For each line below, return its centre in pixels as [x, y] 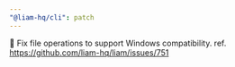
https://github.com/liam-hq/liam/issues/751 [89, 52]
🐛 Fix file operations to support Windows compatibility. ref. [118, 43]
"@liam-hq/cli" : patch [52, 17]
